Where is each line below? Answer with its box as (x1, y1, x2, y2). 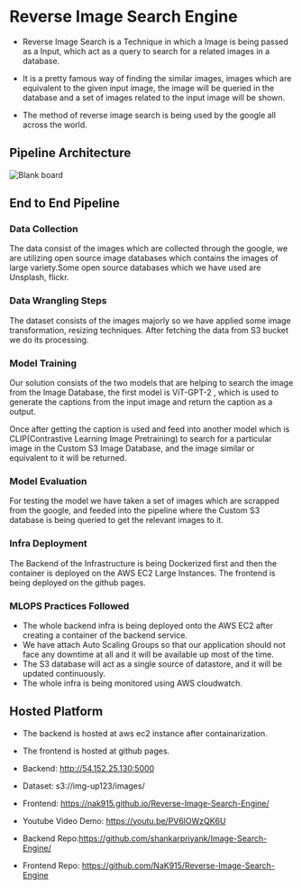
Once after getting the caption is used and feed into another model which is (9, 424, 290, 435)
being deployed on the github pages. (9, 576, 146, 588)
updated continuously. (22, 668, 106, 678)
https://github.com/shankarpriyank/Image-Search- (78, 833, 268, 844)
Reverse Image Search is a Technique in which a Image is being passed (22, 36, 288, 47)
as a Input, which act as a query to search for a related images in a (22, 45, 270, 56)
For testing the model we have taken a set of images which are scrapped (9, 495, 279, 507)
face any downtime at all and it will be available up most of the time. (22, 649, 275, 660)
